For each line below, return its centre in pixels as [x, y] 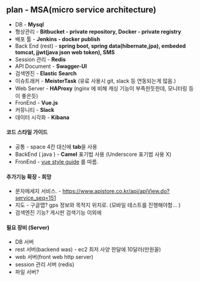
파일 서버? [27, 272]
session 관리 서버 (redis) [45, 265]
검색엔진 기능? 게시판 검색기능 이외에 [58, 212]
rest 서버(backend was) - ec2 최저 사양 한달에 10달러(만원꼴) [88, 250]
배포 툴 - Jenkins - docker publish [58, 39]
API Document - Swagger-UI [51, 66]
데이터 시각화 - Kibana [42, 117]
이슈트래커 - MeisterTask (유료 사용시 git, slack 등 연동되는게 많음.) [95, 81]
